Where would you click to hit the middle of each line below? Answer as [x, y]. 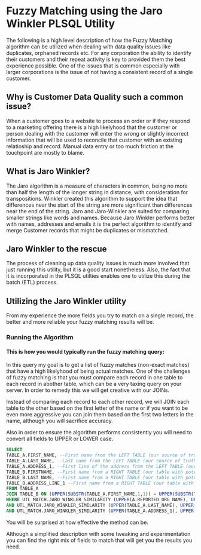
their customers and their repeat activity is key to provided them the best [96, 59]
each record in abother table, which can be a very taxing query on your [94, 384]
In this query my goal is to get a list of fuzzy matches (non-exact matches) [98, 365]
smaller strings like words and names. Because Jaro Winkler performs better [100, 217]
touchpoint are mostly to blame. [45, 152]
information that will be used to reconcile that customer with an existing [94, 140]
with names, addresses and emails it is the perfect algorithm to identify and [99, 224]
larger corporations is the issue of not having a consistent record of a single [100, 72]
